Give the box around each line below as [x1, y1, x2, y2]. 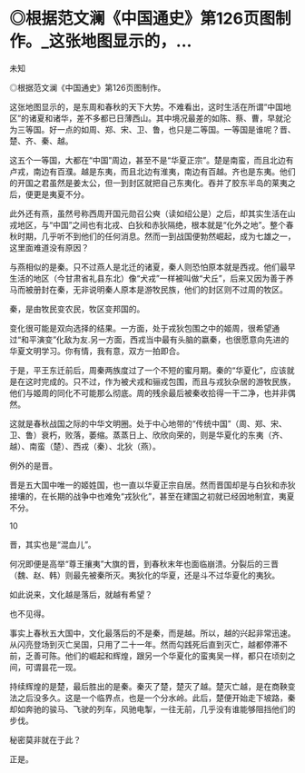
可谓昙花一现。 [25, 661, 82, 672]
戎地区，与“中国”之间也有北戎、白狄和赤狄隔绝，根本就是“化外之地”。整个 [9, 219, 286, 230]
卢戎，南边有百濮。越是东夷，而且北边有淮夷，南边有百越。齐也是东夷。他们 [9, 165, 296, 177]
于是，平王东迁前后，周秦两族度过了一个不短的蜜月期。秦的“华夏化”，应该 [9, 364, 288, 375]
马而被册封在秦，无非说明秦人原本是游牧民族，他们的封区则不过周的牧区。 [9, 283, 288, 295]
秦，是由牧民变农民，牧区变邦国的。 [9, 303, 145, 314]
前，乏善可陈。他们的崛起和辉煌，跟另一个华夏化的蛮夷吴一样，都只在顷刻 [9, 650, 288, 661]
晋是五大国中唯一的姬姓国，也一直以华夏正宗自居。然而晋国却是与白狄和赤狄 [9, 479, 296, 491]
